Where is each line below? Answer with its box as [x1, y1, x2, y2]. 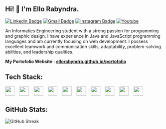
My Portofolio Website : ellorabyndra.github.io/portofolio [5, 58, 126, 64]
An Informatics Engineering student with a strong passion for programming [5, 28, 159, 34]
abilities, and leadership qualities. [5, 49, 74, 55]
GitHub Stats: [5, 105, 48, 114]
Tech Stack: [5, 73, 43, 81]
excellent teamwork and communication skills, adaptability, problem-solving [5, 43, 161, 50]
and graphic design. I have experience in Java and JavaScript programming [5, 33, 161, 39]
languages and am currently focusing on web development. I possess [5, 38, 148, 44]
